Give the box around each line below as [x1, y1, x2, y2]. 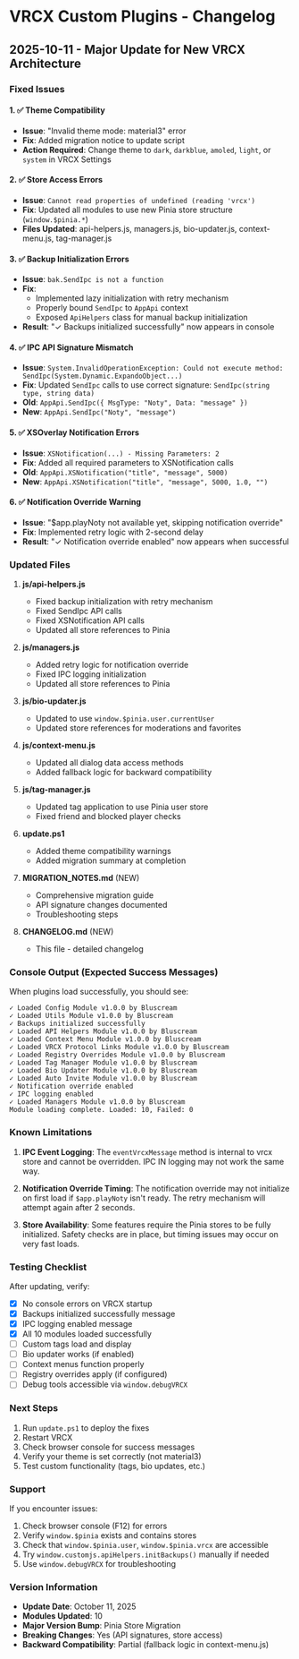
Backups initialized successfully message [21, 1308, 176, 1319]
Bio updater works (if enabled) [21, 1349, 135, 1360]
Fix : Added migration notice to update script [21, 134, 186, 145]
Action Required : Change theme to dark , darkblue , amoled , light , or [21, 144, 271, 155]
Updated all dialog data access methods [35, 757, 185, 768]
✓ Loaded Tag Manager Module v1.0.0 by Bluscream [9, 1058, 198, 1067]
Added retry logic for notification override [35, 660, 189, 671]
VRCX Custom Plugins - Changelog [9, 6, 276, 27]
